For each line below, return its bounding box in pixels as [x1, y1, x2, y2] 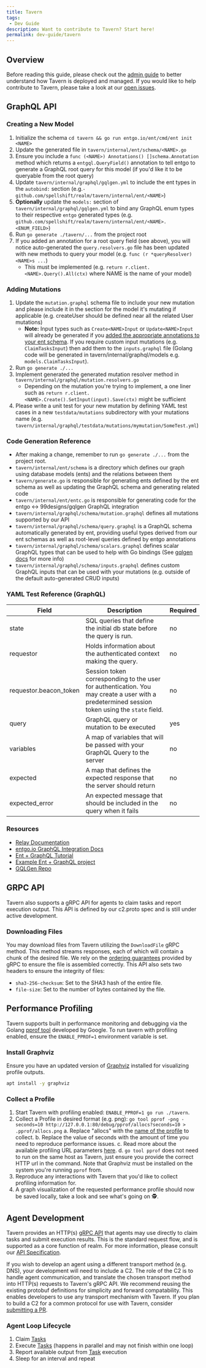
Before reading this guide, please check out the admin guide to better [6, 71, 182, 78]
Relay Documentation [15, 839, 70, 846]
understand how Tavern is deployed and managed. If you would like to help [6, 77, 196, 85]
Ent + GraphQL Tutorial [15, 851, 74, 859]
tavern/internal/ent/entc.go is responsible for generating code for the [15, 496, 196, 504]
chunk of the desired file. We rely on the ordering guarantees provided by [6, 954, 192, 961]
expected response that [85, 774, 154, 782]
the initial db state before [85, 624, 158, 632]
